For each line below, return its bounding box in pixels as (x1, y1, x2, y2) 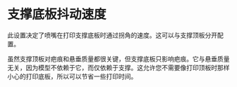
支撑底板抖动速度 (7, 6, 107, 22)
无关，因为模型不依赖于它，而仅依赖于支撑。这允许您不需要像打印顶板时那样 (7, 63, 230, 72)
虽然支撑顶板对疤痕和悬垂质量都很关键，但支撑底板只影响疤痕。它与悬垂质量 (7, 54, 230, 63)
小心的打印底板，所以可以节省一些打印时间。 (7, 72, 138, 81)
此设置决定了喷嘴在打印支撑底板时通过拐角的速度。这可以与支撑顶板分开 (7, 31, 217, 39)
